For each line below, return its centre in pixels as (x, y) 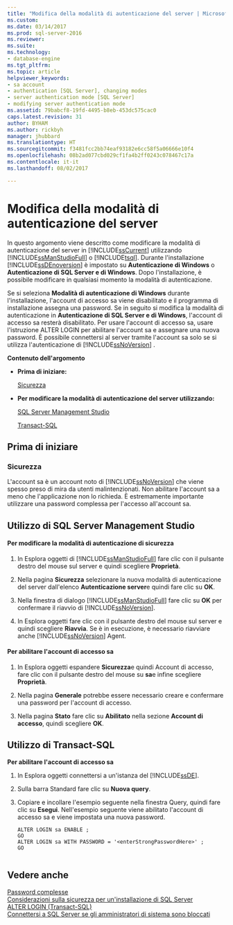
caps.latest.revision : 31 (44, 116)
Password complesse (38, 892)
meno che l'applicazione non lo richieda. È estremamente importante (105, 496)
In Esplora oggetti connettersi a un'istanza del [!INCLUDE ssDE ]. (108, 775)
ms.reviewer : (26, 40)
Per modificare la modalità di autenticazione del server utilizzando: (116, 398)
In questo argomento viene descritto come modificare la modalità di (104, 243)
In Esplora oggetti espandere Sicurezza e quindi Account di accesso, (115, 667)
